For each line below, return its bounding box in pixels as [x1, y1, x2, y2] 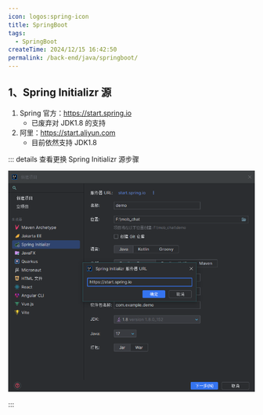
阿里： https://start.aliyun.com [19, 128, 116, 137]
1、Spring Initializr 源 [8, 86, 112, 100]
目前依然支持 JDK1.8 [31, 137, 98, 147]
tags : [8, 29, 26, 37]
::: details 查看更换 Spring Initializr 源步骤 [8, 154, 139, 164]
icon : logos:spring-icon [8, 13, 89, 20]
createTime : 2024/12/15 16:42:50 [8, 46, 117, 54]
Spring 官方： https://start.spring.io [19, 108, 131, 118]
